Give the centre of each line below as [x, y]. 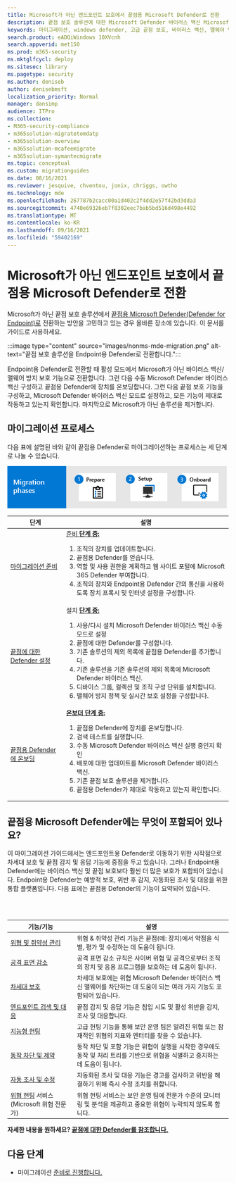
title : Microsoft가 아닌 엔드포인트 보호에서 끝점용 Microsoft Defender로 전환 [113, 15]
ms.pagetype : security [40, 74]
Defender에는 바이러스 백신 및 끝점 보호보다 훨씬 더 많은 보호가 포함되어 [106, 871]
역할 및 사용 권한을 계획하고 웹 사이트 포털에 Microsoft [151, 566]
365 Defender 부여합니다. [113, 575]
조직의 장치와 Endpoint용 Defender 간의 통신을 [141, 584]
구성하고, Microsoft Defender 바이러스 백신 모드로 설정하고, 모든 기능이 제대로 [115, 395]
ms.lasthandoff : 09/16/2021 [48, 230]
